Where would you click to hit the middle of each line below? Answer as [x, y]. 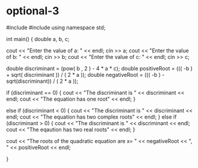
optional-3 [33, 11]
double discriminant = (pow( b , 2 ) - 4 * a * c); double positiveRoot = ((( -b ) [100, 68]
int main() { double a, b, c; [38, 39]
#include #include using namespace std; [56, 27]
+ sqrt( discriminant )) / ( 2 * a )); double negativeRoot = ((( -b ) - [85, 74]
